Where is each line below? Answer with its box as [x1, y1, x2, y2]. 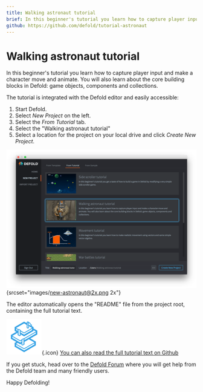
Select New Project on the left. [14, 112, 91, 119]
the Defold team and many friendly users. [6, 367, 110, 374]
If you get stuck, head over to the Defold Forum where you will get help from [6, 361, 196, 368]
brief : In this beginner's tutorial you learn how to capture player [6, 16, 185, 22]
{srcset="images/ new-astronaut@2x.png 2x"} [6, 289, 121, 296]
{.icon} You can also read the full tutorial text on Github [42, 348, 179, 356]
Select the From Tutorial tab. [14, 119, 86, 126]
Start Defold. [14, 106, 47, 113]
